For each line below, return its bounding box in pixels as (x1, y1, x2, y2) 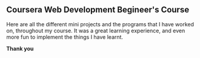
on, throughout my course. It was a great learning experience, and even (6, 27, 185, 34)
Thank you (6, 45, 34, 52)
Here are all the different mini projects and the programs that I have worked (6, 20, 195, 28)
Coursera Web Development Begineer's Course (6, 5, 190, 15)
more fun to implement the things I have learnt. (6, 33, 123, 41)
